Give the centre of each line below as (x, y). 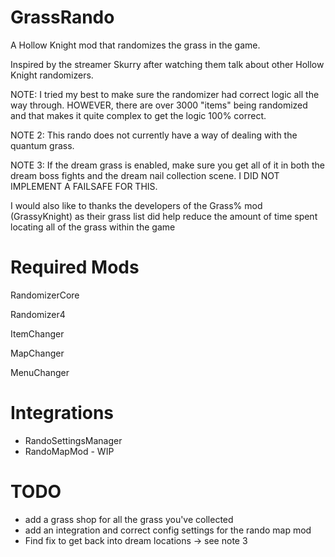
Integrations (62, 413)
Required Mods (75, 267)
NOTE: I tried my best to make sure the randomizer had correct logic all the (165, 94)
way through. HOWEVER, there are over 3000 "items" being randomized (159, 105)
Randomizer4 (38, 314)
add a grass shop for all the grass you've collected (129, 519)
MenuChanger (40, 372)
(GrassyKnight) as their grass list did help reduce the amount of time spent (164, 216)
